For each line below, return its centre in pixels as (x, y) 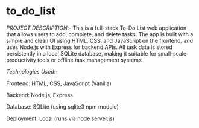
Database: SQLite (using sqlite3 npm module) (63, 106)
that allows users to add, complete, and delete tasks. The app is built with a (100, 34)
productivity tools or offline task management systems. (75, 60)
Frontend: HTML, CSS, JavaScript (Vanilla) (59, 83)
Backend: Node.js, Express (40, 95)
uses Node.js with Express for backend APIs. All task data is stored (90, 47)
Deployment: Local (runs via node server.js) (60, 118)
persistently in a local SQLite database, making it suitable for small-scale (96, 53)
